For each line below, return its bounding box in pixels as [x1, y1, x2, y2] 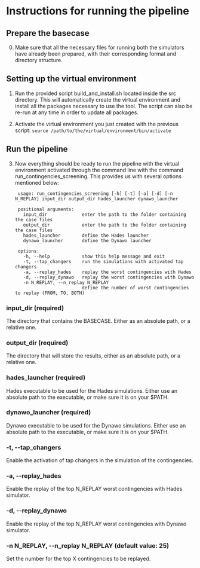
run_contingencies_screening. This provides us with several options [14, 172, 182, 180]
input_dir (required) [6, 304, 64, 312]
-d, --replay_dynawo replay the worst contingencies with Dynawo [23, 274, 195, 280]
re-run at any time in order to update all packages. [14, 109, 139, 116]
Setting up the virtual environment [6, 74, 137, 84]
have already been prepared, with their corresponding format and [14, 50, 177, 57]
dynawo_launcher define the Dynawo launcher [23, 237, 152, 243]
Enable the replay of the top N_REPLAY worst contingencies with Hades [6, 485, 183, 493]
